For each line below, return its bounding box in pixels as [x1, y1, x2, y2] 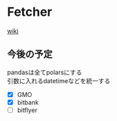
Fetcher [7, 4, 53, 20]
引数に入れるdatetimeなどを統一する [7, 76, 111, 85]
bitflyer [17, 106, 38, 114]
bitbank [17, 98, 39, 107]
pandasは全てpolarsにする [7, 68, 83, 76]
